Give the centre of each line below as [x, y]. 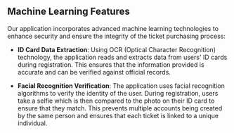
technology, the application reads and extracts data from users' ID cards [122, 57]
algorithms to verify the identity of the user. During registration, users [118, 93]
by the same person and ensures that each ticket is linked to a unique [118, 115]
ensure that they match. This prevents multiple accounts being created [120, 108]
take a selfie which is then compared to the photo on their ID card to [116, 101]
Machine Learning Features [69, 12]
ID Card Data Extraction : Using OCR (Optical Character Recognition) [117, 49]
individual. [32, 123]
